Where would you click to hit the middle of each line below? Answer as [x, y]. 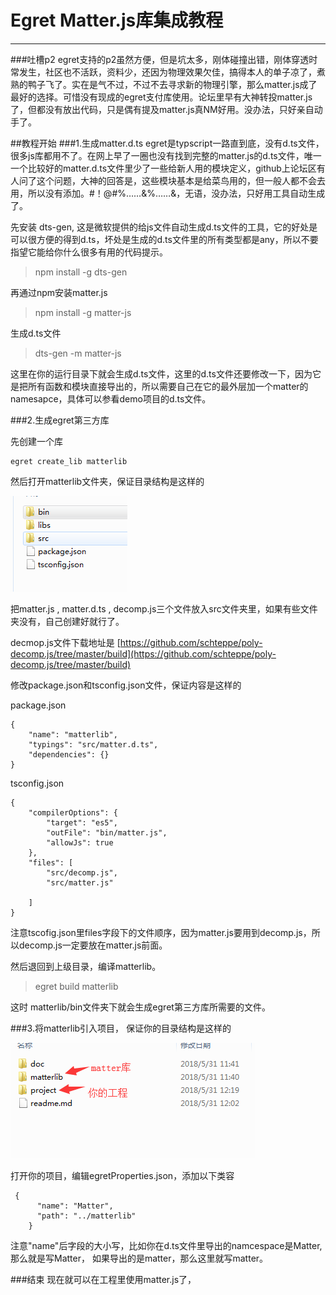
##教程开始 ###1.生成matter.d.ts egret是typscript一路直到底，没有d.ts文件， [167, 143]
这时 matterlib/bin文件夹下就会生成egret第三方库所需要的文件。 [140, 1007]
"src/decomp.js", [82, 872]
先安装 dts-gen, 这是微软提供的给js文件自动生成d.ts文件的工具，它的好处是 [164, 227]
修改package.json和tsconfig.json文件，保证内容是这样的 [126, 685]
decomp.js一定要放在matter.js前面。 [93, 945]
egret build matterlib [76, 986]
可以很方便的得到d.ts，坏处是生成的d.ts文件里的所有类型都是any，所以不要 [164, 239]
